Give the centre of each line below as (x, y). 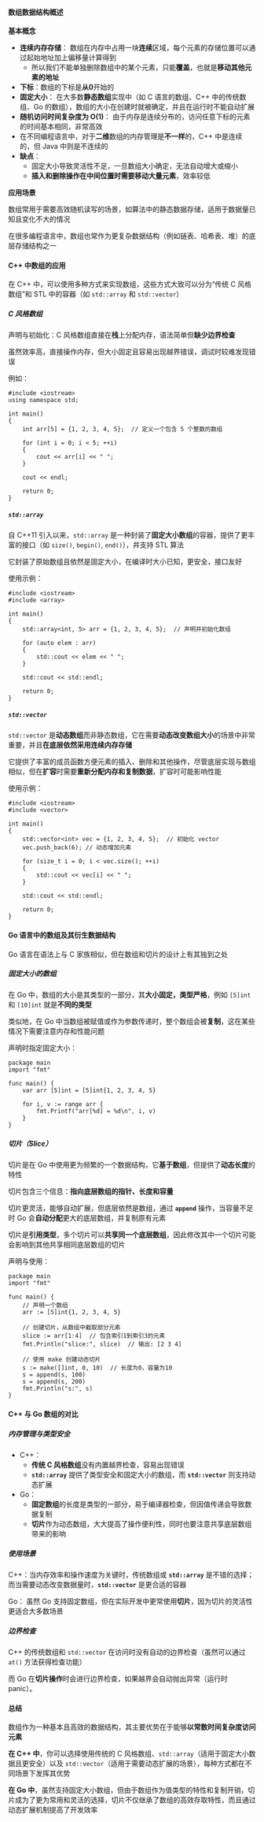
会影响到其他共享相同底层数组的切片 (67, 1245)
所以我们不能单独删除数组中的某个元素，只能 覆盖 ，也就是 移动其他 (138, 68)
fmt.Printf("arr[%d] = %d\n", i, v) (96, 1112)
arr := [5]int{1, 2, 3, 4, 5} (72, 1313)
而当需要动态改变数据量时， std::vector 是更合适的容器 (97, 1584)
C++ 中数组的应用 (37, 265)
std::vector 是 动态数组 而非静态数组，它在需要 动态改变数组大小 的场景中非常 (132, 735)
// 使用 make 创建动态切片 (62, 1360)
